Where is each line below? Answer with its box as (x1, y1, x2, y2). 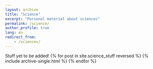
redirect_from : (5, 35, 36, 40)
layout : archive (5, 7, 38, 12)
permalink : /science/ (5, 21, 50, 26)
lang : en (5, 30, 23, 35)
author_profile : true (5, 26, 50, 31)
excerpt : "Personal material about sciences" (5, 16, 100, 21)
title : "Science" (5, 12, 41, 17)
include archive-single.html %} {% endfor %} (5, 58, 97, 64)
